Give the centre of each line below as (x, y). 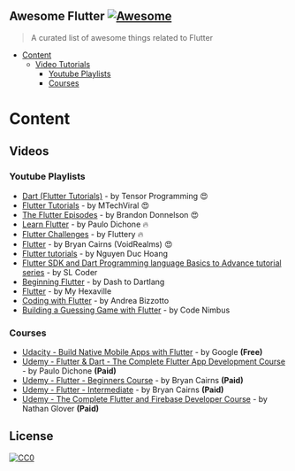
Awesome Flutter (57, 16)
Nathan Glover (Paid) (61, 408)
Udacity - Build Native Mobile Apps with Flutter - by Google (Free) (142, 351)
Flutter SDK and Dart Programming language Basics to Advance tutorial (151, 263)
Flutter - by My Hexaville (67, 291)
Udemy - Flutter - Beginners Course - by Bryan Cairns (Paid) (132, 380)
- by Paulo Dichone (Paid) (69, 371)
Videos (29, 151)
